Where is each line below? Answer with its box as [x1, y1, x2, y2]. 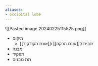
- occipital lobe [5, 12, 41, 17]
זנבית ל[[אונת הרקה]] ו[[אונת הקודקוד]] [19, 40, 93, 46]
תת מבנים [12, 56, 31, 62]
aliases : [5, 7, 23, 12]
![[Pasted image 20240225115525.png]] [5, 25, 86, 31]
